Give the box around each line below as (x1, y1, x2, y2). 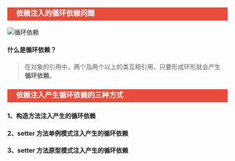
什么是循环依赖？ (7, 45, 57, 54)
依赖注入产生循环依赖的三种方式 (16, 90, 124, 100)
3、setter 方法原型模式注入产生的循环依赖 (7, 146, 129, 155)
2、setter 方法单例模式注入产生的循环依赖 (7, 129, 129, 137)
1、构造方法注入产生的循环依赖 (7, 112, 97, 120)
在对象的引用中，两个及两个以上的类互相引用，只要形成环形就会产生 (24, 62, 221, 71)
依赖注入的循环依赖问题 (16, 8, 95, 17)
